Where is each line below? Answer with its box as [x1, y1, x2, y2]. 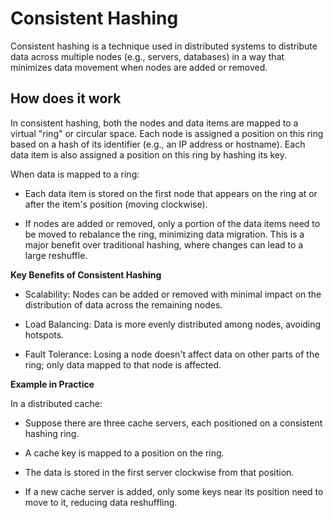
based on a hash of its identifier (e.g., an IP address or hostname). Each [10, 138, 306, 150]
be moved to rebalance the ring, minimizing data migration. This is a [24, 228, 305, 240]
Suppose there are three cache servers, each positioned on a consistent [24, 417, 323, 429]
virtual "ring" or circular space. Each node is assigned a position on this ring [10, 127, 324, 139]
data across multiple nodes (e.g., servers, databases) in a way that [10, 50, 285, 62]
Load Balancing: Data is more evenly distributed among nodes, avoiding [24, 318, 322, 330]
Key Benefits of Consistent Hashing [10, 268, 162, 281]
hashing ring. [24, 427, 80, 439]
